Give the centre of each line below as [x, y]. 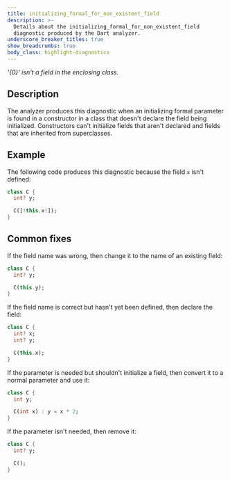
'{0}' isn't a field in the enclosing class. [63, 72]
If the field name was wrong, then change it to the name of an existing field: [115, 255]
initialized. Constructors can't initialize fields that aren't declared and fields [114, 125]
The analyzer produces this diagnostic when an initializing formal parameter [115, 111]
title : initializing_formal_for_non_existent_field [83, 14]
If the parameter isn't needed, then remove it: [72, 431]
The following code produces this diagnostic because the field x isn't [106, 172]
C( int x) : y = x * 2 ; [46, 412]
